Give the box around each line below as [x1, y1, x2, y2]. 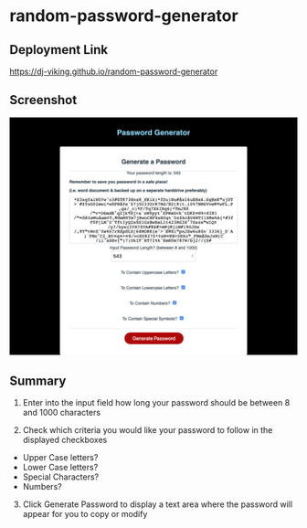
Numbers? [22, 481, 62, 492]
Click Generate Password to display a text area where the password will [22, 499, 293, 510]
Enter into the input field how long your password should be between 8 [22, 397, 291, 408]
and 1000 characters [22, 407, 101, 418]
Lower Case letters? [22, 462, 99, 473]
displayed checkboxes [22, 435, 108, 446]
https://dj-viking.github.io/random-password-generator [9, 66, 218, 77]
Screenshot [9, 92, 78, 108]
